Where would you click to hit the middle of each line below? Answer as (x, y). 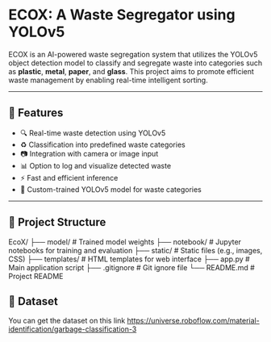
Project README (36, 276)
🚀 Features (36, 113)
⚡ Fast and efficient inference (69, 177)
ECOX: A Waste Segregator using (122, 15)
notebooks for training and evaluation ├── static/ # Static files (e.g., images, (135, 250)
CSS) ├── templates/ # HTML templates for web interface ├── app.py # (129, 259)
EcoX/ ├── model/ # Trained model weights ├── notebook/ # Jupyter (125, 242)
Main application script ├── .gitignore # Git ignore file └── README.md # (132, 267)
